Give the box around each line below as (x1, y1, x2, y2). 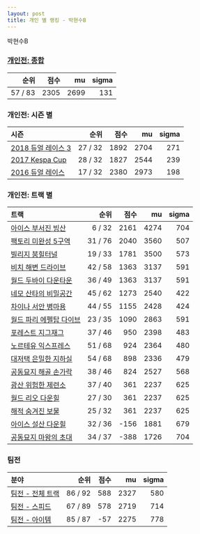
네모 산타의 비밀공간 (10, 289, 73, 298)
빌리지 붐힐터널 (10, 250, 58, 259)
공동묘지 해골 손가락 (10, 367, 73, 377)
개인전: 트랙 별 (7, 190, 53, 200)
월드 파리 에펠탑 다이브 (10, 315, 82, 325)
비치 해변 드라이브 (10, 263, 66, 273)
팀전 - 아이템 (10, 514, 52, 524)
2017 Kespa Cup (10, 155, 67, 165)
